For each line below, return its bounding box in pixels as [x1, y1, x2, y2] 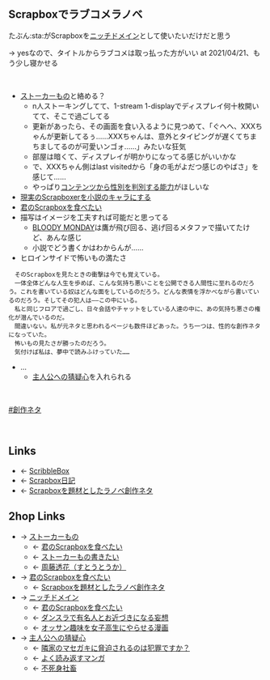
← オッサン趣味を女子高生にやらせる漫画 [32, 623, 169, 633]
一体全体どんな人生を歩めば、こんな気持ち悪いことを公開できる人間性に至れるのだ [14, 278, 249, 287]
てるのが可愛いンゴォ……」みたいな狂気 [53, 141, 187, 151]
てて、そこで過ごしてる [32, 111, 111, 121]
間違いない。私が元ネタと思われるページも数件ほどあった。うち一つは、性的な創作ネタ [14, 322, 261, 330]
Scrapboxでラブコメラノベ [8, 7, 143, 22]
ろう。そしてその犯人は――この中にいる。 [25, 296, 141, 304]
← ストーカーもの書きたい [32, 552, 120, 562]
